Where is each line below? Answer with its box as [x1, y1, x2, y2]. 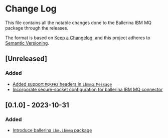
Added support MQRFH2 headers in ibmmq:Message [12, 81, 112, 87]
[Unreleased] [5, 55, 48, 63]
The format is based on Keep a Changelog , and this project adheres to [5, 35, 150, 41]
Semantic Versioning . [5, 40, 49, 46]
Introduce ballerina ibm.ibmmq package [12, 127, 92, 133]
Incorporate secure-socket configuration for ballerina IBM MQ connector [12, 86, 163, 92]
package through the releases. [5, 25, 69, 31]
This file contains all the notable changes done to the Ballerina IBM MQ [5, 20, 152, 26]
